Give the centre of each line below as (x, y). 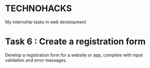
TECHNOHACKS (38, 8)
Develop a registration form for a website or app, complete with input (74, 55)
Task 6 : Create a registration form (75, 42)
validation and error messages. (36, 60)
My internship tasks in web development (46, 22)
